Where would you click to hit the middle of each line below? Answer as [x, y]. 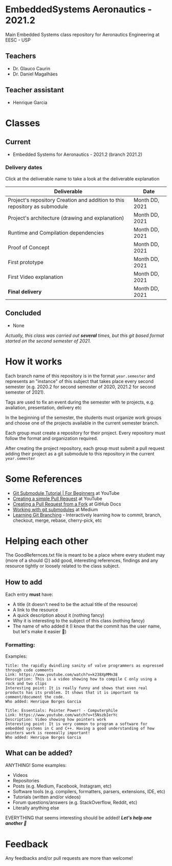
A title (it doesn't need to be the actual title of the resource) [75, 605]
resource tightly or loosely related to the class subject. [63, 566]
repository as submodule [38, 206]
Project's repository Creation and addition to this [66, 200]
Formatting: [20, 645]
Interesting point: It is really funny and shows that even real [76, 688]
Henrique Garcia [30, 102]
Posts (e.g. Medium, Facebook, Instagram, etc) [62, 786]
